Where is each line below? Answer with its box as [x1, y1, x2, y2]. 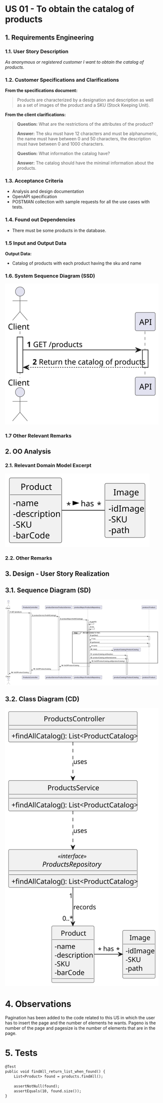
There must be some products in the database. [12, 227, 106, 233]
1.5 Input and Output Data [5, 240, 67, 247]
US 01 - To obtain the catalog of [5, 3, 135, 15]
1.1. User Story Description [5, 48, 69, 55]
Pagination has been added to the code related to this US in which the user [5, 1014, 155, 1020]
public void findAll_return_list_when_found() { [5, 1069, 106, 1074]
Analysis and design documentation [12, 188, 84, 194]
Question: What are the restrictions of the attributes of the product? [17, 121, 153, 127]
